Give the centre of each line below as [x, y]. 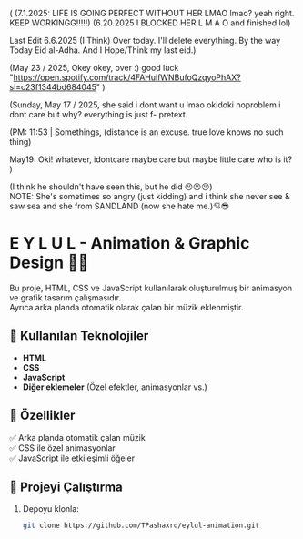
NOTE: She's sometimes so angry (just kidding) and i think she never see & [150, 196]
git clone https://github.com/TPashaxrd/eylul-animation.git [141, 526]
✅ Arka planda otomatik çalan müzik [77, 437]
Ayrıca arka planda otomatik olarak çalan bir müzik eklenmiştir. [126, 307]
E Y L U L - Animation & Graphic [130, 244]
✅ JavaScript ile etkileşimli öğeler [72, 458]
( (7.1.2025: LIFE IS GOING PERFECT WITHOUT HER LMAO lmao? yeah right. [152, 13]
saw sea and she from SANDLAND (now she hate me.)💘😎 [120, 206]
